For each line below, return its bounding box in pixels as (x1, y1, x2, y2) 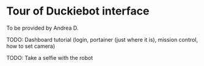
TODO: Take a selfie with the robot (6, 54, 93, 61)
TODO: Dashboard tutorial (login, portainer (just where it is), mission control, (6, 36, 199, 43)
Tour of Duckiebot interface (6, 4, 150, 18)
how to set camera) (6, 42, 56, 50)
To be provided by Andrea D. (6, 24, 79, 31)
